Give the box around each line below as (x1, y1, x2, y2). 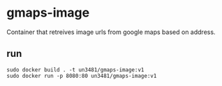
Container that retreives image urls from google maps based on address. (6, 28, 216, 36)
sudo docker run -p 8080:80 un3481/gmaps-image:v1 (6, 72, 157, 79)
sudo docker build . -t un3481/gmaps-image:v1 (6, 66, 145, 74)
